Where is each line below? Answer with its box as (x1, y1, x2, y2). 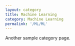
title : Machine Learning (5, 12, 57, 17)
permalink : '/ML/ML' (5, 21, 48, 26)
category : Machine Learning (5, 16, 64, 21)
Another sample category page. (5, 35, 71, 41)
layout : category (5, 7, 41, 12)
